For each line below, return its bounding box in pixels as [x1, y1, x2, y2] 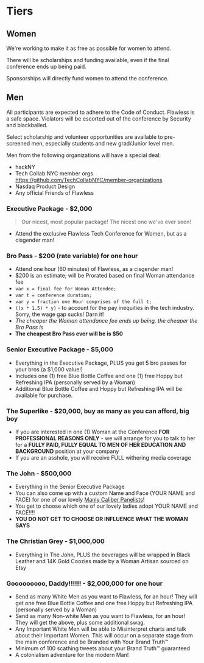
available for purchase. [15, 391, 73, 399]
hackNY [15, 163, 35, 170]
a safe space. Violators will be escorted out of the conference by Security [6, 114, 191, 122]
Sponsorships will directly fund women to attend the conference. [6, 75, 169, 82]
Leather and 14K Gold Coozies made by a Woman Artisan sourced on [15, 557, 189, 564]
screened [6, 139, 30, 147]
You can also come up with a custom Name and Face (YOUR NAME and [15, 489, 195, 497]
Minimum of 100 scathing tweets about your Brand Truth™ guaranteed [15, 644, 191, 652]
